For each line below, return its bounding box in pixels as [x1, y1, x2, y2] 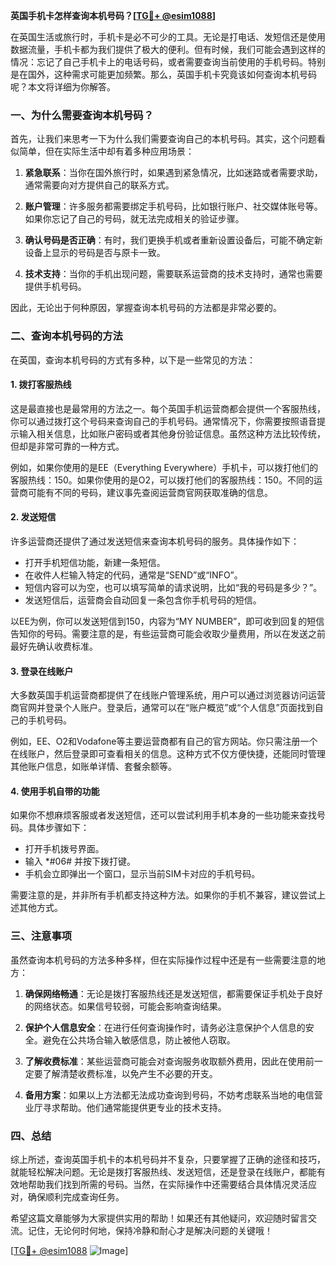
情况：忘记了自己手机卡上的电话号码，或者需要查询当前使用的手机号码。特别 [10, 56, 326, 68]
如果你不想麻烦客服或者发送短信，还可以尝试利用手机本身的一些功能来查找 [10, 809, 317, 821]
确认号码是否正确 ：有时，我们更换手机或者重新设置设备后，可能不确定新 [24, 234, 323, 246]
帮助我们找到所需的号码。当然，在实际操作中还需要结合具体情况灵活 [27, 1179, 308, 1190]
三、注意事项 [10, 929, 73, 943]
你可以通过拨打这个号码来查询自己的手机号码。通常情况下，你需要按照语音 [10, 415, 317, 427]
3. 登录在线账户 [10, 665, 74, 677]
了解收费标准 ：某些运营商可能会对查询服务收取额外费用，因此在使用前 [24, 1055, 315, 1067]
